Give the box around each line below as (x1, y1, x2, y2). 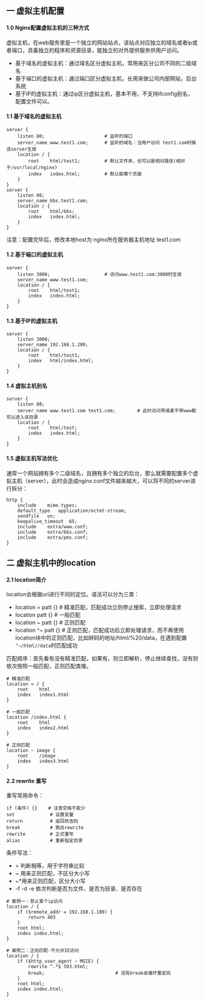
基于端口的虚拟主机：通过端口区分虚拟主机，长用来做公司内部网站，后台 (15, 75, 197, 82)
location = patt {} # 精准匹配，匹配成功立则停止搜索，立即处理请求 (15, 604, 181, 611)
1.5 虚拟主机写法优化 (6, 454, 58, 462)
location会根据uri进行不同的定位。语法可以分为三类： (6, 591, 140, 598)
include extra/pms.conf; (17, 534, 88, 541)
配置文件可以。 (15, 97, 53, 105)
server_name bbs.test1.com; (17, 197, 88, 203)
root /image (17, 753, 56, 759)
